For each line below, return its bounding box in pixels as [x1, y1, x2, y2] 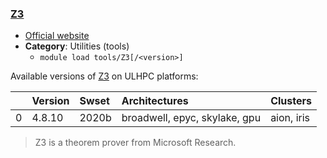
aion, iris [270, 111, 310, 125]
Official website [24, 30, 90, 42]
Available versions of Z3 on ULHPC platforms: [10, 70, 199, 82]
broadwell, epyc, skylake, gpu [121, 111, 262, 125]
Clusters [270, 94, 312, 108]
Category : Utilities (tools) [24, 40, 130, 52]
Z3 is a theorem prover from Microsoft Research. [34, 137, 237, 149]
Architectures [121, 94, 189, 108]
